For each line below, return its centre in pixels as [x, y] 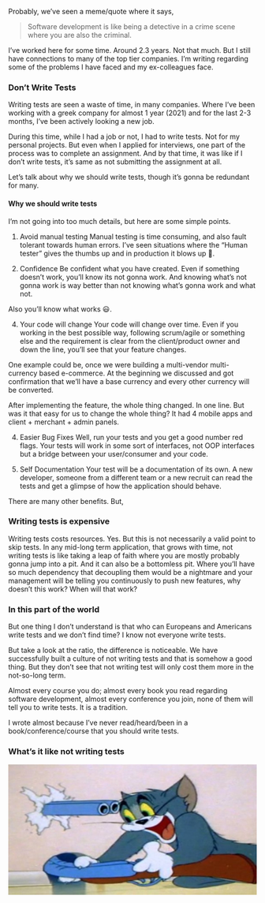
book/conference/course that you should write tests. [94, 731]
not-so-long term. [37, 675]
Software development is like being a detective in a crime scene [131, 26]
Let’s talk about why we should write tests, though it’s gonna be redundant [129, 177]
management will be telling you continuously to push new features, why [125, 580]
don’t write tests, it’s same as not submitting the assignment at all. [115, 162]
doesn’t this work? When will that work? [73, 589]
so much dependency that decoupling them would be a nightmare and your [131, 572]
